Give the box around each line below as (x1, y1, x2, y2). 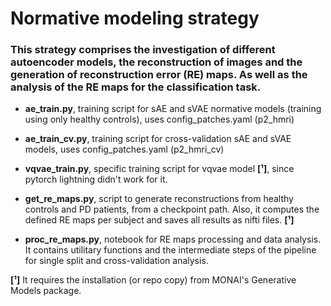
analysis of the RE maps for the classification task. (10, 80, 262, 94)
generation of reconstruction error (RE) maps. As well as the (10, 68, 308, 82)
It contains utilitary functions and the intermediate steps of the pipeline (24, 244, 317, 256)
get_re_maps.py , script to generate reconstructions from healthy (24, 193, 294, 205)
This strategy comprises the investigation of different (10, 43, 276, 57)
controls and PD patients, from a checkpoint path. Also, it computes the (24, 203, 320, 216)
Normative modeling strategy (10, 7, 260, 30)
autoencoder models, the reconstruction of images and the (10, 55, 303, 69)
